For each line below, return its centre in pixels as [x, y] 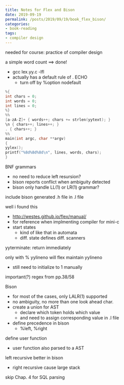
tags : [11, 33]
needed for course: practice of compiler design [54, 52]
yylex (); [14, 148]
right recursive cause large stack [46, 367]
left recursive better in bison [34, 358]
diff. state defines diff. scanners [52, 238]
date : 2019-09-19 [23, 15]
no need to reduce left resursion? [46, 176]
